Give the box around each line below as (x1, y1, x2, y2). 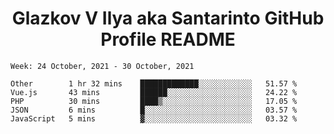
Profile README (100, 28, 236, 51)
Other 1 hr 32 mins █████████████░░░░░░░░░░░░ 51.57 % (10, 78, 298, 89)
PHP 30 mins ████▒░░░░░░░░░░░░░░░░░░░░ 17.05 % (10, 96, 298, 106)
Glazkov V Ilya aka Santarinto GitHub (11, 7, 325, 30)
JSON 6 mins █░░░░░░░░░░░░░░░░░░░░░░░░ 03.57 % (10, 105, 298, 115)
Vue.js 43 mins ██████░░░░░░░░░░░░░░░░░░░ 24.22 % (10, 87, 298, 97)
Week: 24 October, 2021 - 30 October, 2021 (10, 61, 195, 71)
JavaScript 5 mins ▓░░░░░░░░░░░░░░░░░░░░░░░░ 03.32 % (10, 113, 298, 124)
